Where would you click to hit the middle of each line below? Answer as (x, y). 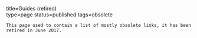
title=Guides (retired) (32, 8)
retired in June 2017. (34, 30)
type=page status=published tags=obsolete (60, 15)
